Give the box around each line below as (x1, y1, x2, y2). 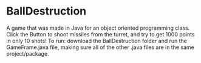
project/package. (6, 50, 50, 57)
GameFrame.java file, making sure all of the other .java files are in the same (6, 44, 194, 51)
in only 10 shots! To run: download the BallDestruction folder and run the (6, 37, 187, 44)
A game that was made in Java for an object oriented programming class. (6, 24, 190, 31)
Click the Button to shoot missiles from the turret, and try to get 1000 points (6, 30, 196, 38)
